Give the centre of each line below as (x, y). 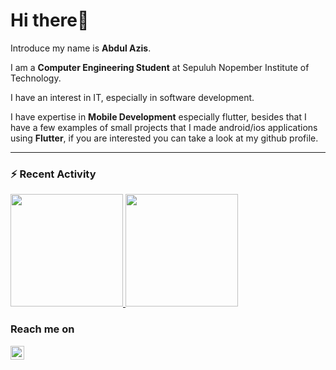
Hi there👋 (50, 20)
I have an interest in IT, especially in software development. (132, 97)
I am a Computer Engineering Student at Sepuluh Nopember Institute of (160, 67)
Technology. (36, 78)
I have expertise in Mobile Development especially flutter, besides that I (158, 116)
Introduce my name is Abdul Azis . (81, 48)
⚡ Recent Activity (53, 174)
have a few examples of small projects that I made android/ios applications (164, 127)
